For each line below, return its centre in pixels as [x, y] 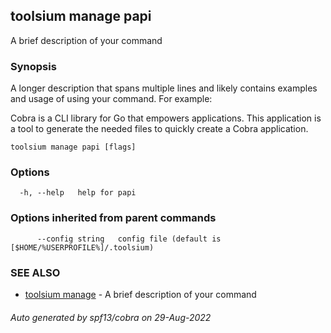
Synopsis [33, 66]
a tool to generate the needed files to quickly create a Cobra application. [159, 129]
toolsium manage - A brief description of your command [140, 294]
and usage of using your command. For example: [111, 99]
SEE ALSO [35, 272]
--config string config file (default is [129, 239]
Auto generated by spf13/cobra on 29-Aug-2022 [111, 317]
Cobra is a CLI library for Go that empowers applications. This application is [166, 118]
